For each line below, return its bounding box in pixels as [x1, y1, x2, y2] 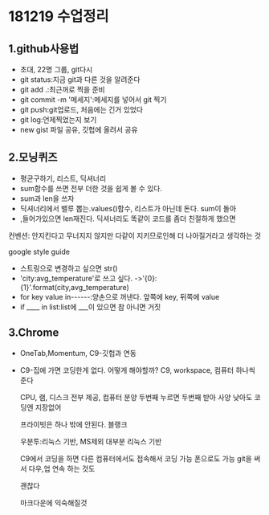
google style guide [8, 247, 71, 256]
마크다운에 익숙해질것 [19, 497, 88, 507]
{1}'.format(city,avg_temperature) [19, 282, 130, 292]
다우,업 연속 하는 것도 [28, 464, 96, 473]
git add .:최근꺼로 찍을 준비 [19, 85, 106, 94]
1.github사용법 [8, 42, 79, 55]
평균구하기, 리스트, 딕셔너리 [19, 174, 107, 183]
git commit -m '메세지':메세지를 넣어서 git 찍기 [19, 95, 167, 104]
